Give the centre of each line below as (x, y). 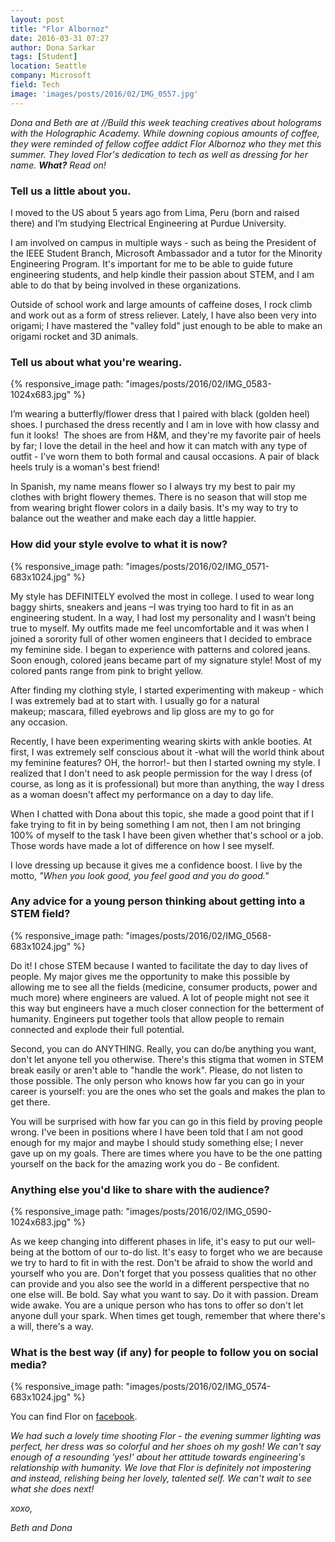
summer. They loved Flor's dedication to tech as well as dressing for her (159, 154)
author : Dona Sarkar (53, 47)
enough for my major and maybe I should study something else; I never (157, 1142)
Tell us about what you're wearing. (96, 362)
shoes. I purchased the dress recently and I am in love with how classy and (165, 425)
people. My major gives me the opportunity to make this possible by (150, 976)
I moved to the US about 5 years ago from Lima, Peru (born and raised (155, 212)
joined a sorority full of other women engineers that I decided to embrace (161, 638)
